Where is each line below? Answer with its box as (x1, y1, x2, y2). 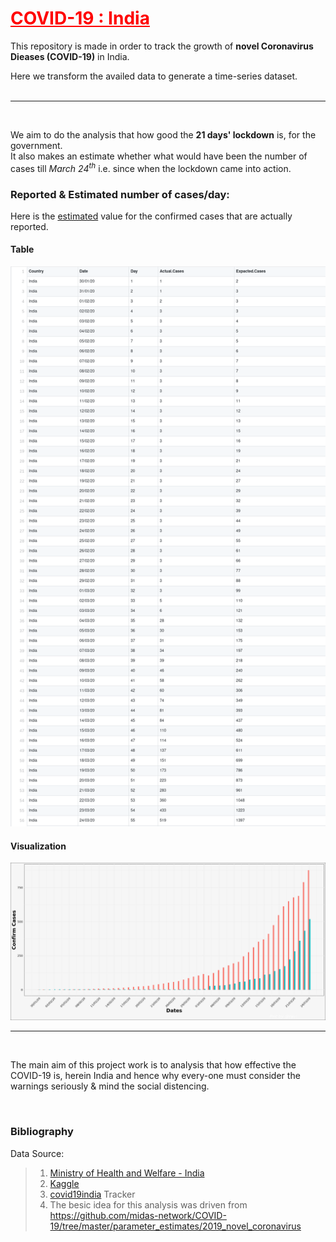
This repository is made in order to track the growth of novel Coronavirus (10, 40, 314, 52)
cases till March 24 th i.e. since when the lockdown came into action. (10, 160, 292, 174)
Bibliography (10, 1125, 74, 1139)
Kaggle (49, 1177, 80, 1189)
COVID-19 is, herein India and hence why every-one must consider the (10, 1070, 301, 1082)
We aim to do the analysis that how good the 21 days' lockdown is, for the (10, 128, 317, 141)
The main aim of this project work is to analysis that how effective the (10, 1059, 297, 1071)
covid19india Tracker (49, 1188, 136, 1200)
